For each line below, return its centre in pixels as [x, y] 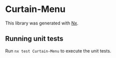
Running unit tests [34, 39]
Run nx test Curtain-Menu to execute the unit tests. [58, 50]
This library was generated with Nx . [42, 23]
